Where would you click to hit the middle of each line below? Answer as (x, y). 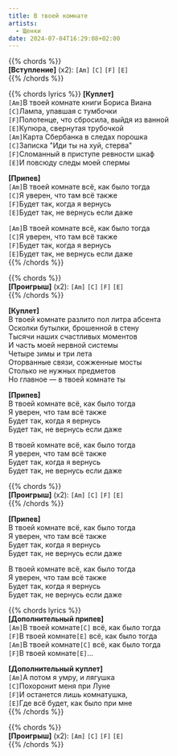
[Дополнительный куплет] (56, 669)
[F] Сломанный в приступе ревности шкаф (82, 154)
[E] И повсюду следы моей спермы (69, 163)
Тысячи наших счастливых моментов (73, 336)
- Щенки (29, 31)
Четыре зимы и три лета (50, 354)
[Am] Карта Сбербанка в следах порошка (78, 137)
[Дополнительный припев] (56, 619)
